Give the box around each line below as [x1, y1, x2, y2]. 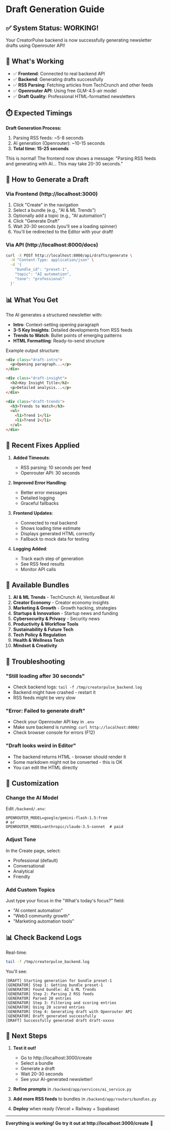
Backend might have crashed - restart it [13, 689, 96, 695]
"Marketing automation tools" [13, 918, 75, 924]
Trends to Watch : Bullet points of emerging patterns [13, 332, 122, 338]
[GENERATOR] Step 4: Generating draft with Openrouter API [6, 1009, 133, 1014]
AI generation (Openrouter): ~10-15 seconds [13, 140, 105, 146]
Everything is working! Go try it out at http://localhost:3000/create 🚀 [6, 1120, 153, 1126]
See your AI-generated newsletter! [20, 1076, 93, 1082]
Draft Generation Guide [6, 4, 105, 15]
